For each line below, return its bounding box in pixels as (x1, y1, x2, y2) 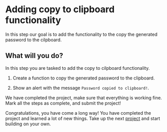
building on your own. (5, 121, 51, 127)
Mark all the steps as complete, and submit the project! (5, 100, 121, 106)
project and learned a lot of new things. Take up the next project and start (5, 115, 160, 121)
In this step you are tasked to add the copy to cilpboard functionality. (5, 65, 150, 71)
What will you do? (5, 51, 63, 60)
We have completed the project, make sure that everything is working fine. (5, 94, 162, 100)
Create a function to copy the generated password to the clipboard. (12, 75, 155, 81)
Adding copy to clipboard (5, 4, 115, 15)
